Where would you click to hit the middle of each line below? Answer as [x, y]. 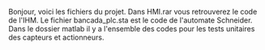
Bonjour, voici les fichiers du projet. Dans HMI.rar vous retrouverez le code [133, 12]
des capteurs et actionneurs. [56, 37]
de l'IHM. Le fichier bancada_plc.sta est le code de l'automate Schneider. [130, 20]
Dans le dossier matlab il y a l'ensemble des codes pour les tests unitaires [132, 29]
